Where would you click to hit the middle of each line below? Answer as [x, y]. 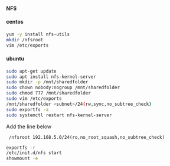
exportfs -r [21, 148]
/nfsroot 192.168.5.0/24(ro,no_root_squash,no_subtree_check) [87, 137]
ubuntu [15, 58]
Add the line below [29, 126]
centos [15, 22]
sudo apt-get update [32, 71]
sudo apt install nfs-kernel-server [51, 77]
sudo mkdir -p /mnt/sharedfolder [47, 82]
